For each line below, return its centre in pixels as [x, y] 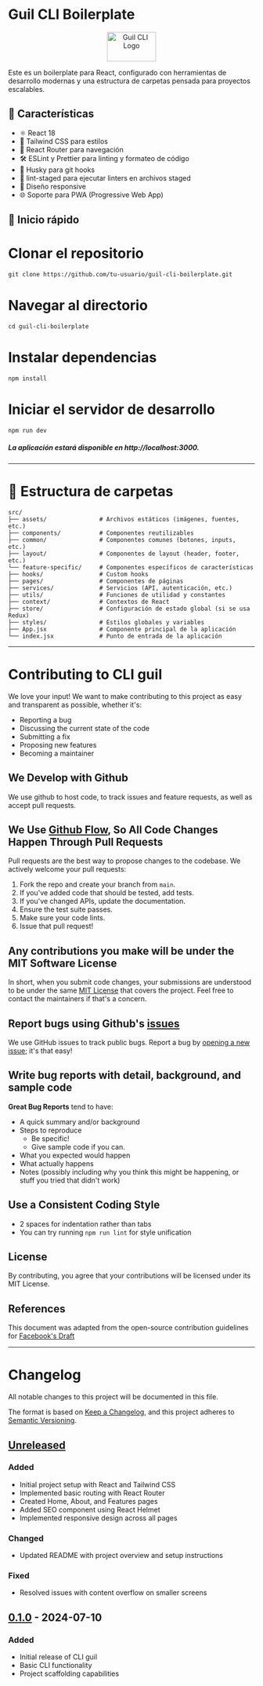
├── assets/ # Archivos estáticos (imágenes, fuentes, [124, 519]
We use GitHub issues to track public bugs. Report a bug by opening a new [129, 1042]
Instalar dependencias [83, 358]
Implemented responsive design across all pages [98, 1518]
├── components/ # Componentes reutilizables [101, 533]
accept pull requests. [42, 805]
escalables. [27, 89]
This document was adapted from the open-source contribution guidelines [128, 1328]
